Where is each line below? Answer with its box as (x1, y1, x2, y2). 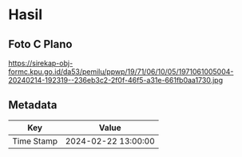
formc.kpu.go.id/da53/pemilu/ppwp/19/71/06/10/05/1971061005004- (8, 67, 234, 77)
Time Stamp (12, 135, 58, 147)
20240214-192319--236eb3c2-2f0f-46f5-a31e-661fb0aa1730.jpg (8, 76, 224, 84)
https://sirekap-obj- (8, 58, 73, 68)
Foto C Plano (8, 37, 73, 51)
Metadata (8, 98, 58, 112)
